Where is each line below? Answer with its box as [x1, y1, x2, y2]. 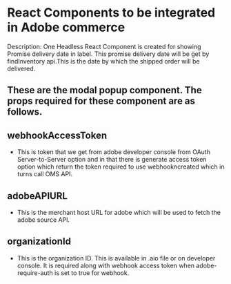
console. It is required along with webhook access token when [17, 261, 195, 269]
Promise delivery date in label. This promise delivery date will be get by [7, 50, 210, 58]
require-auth [17, 268, 53, 277]
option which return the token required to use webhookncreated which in [17, 162, 225, 171]
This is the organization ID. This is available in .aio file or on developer [17, 254, 216, 262]
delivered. [7, 64, 36, 73]
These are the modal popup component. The [7, 84, 202, 96]
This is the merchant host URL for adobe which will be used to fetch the [17, 208, 221, 216]
